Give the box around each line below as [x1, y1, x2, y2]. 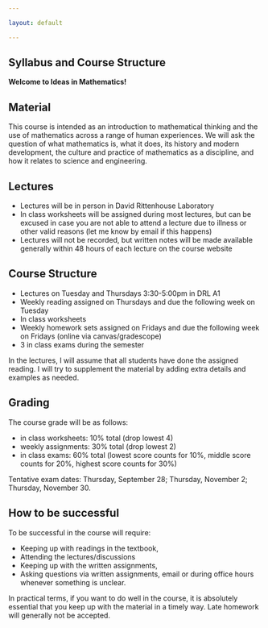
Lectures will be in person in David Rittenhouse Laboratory [19, 201, 215, 210]
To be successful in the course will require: [8, 527, 151, 537]
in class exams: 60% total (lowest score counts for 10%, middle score [19, 450, 251, 460]
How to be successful [8, 506, 119, 520]
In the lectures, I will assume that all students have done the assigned [8, 356, 239, 365]
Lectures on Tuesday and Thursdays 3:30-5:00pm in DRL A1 [19, 288, 221, 298]
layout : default [8, 19, 63, 27]
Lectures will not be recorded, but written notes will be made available [19, 235, 254, 245]
